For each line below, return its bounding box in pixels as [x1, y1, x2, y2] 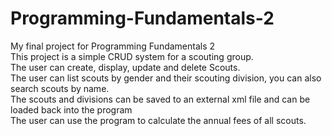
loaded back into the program [10, 103, 133, 116]
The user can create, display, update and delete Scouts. [10, 61, 241, 73]
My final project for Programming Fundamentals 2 [10, 40, 216, 52]
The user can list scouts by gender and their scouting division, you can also [10, 72, 322, 84]
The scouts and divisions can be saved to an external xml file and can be [10, 93, 311, 105]
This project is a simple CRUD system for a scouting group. [10, 50, 254, 62]
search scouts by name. [10, 82, 110, 94]
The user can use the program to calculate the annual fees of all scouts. [10, 114, 307, 126]
